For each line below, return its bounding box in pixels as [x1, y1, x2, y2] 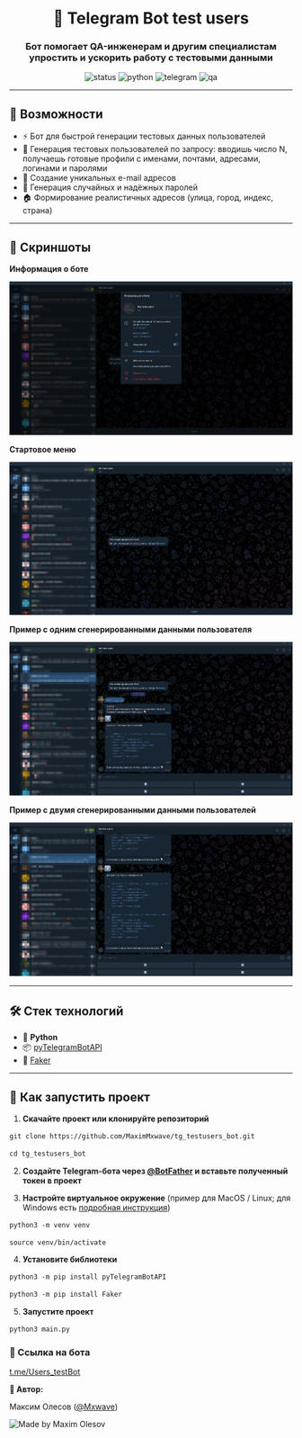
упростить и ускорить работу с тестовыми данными [29, 51, 273, 64]
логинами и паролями [22, 163, 108, 174]
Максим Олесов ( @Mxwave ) [9, 1401, 119, 1412]
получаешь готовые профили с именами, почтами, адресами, [22, 153, 261, 165]
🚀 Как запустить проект [9, 1089, 151, 1105]
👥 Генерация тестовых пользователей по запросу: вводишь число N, [22, 144, 288, 155]
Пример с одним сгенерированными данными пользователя [9, 625, 253, 635]
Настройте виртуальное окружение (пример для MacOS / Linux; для [22, 1192, 291, 1203]
